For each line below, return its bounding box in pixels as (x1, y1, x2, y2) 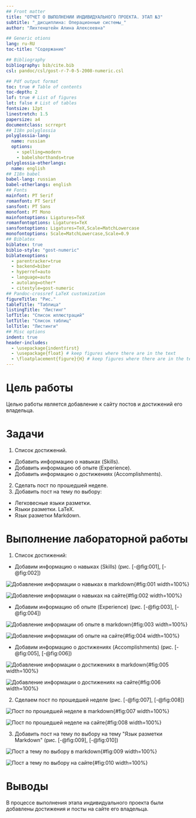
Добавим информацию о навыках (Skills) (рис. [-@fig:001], (14, 563, 161, 570)
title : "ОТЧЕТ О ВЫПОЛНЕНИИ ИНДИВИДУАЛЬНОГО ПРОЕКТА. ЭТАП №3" (6, 14, 163, 20)
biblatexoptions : (6, 252, 48, 258)
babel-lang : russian (6, 176, 57, 182)
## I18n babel (6, 171, 41, 177)
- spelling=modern (16, 149, 61, 155)
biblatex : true (6, 241, 43, 248)
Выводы (6, 780, 48, 793)
